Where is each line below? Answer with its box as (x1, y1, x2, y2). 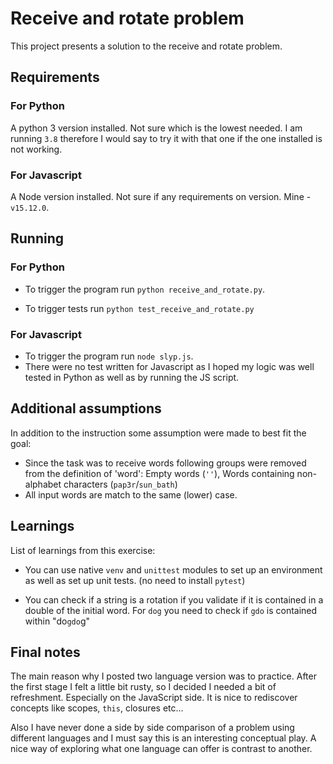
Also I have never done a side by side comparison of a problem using (10, 722, 295, 734)
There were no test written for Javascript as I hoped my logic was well (24, 360, 315, 372)
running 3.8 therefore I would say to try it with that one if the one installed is (10, 132, 323, 144)
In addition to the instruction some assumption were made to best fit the (10, 427, 307, 439)
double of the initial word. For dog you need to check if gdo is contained (24, 604, 318, 616)
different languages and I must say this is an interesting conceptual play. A (10, 732, 317, 744)
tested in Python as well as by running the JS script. (24, 371, 240, 383)
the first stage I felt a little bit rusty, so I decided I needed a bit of (10, 681, 277, 693)
